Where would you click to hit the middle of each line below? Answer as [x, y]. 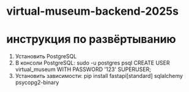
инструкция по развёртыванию [91, 40]
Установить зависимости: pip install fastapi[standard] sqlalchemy [99, 76]
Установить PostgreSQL [46, 56]
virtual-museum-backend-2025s [93, 11]
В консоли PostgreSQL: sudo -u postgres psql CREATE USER [92, 63]
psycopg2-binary [37, 82]
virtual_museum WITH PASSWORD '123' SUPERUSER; [83, 69]
